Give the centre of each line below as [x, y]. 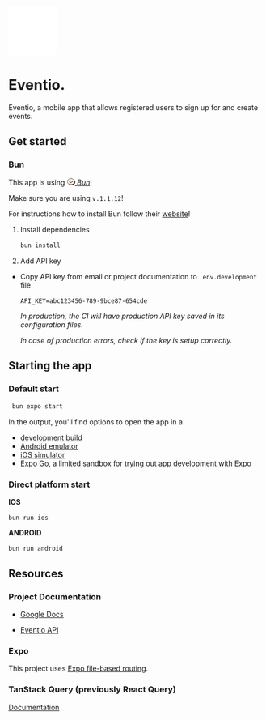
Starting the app [50, 366]
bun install [40, 245]
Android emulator [49, 446]
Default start [34, 389]
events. [21, 116]
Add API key [40, 261]
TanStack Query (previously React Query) [92, 689]
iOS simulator [42, 455]
